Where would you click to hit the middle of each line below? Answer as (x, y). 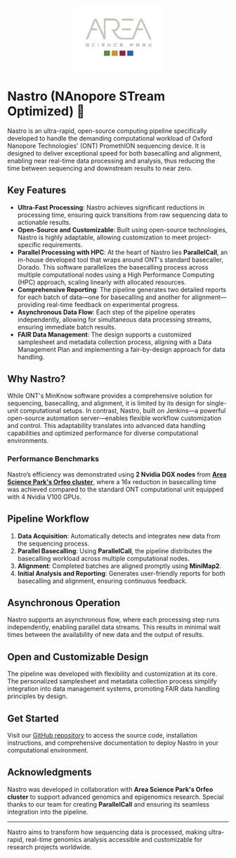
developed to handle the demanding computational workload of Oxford (110, 138)
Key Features (37, 190)
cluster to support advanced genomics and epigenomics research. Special (116, 797)
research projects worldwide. (50, 847)
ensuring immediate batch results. (67, 327)
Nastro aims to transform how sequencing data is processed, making (107, 832)
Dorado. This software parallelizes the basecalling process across (113, 267)
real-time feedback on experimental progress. (113, 304)
